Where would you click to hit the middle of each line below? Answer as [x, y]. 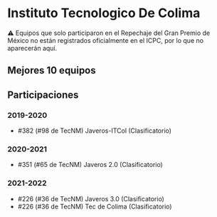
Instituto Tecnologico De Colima [104, 13]
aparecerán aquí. [32, 48]
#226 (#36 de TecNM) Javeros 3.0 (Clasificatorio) [91, 198]
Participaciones [43, 95]
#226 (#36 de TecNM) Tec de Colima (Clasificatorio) [95, 206]
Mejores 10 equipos [52, 70]
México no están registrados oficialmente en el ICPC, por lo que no [106, 40]
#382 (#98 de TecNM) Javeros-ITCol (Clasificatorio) [95, 131]
